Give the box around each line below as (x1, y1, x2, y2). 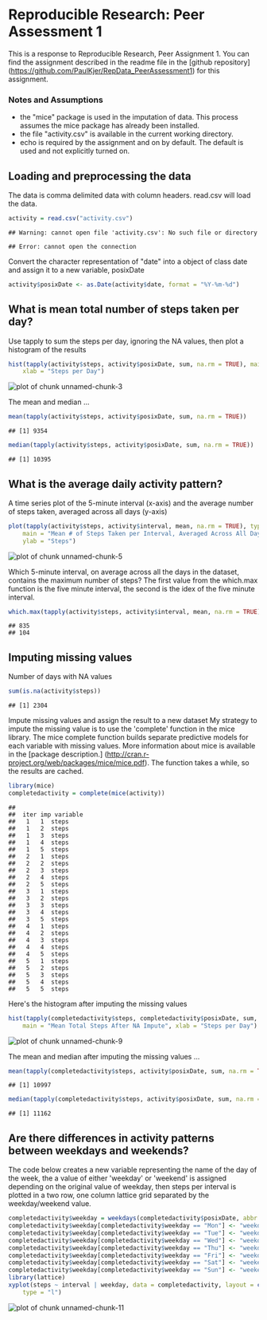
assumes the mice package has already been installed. (19, 121, 200, 131)
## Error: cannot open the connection (8, 242, 137, 250)
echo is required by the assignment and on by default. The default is (19, 138, 244, 147)
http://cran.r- (106, 749, 149, 759)
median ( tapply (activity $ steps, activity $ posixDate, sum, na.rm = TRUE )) (8, 441, 254, 450)
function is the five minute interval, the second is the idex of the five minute (8, 583, 256, 593)
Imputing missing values (8, 650, 133, 664)
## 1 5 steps (8, 845, 69, 854)
